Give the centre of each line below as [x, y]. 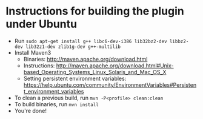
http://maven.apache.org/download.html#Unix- [115, 66]
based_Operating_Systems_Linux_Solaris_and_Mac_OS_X [95, 72]
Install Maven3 [33, 52]
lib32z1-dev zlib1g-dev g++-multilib [73, 47]
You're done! [30, 110]
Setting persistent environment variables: [75, 78]
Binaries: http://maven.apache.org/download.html [85, 59]
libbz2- [179, 41]
